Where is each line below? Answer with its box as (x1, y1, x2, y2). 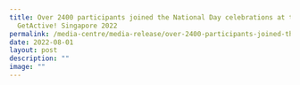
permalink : (9, 29, 50, 38)
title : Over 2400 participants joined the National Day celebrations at (9, 12, 286, 22)
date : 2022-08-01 (9, 37, 74, 47)
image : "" (9, 63, 46, 72)
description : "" (9, 54, 70, 63)
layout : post (9, 46, 58, 55)
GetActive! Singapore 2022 (17, 21, 118, 30)
